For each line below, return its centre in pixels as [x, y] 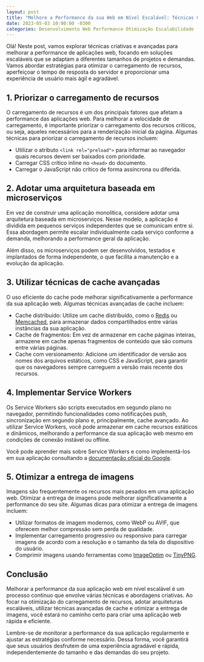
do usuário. [29, 549]
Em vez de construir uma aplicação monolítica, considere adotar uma [93, 212]
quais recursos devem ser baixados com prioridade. [80, 156]
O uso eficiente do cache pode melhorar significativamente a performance [100, 297]
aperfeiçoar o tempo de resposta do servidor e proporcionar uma [88, 72]
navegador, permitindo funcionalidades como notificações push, [87, 414]
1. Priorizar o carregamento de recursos [83, 98]
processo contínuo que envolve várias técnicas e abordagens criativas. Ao [100, 595]
